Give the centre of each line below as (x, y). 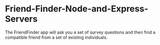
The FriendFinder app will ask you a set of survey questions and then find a (80, 32)
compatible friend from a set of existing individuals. (56, 37)
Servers (21, 19)
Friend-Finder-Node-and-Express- (77, 9)
